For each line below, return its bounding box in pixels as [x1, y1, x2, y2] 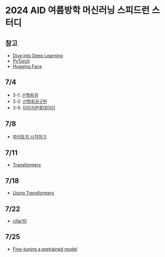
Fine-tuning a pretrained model [12, 246, 78, 252]
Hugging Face [12, 64, 42, 69]
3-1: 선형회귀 [12, 92, 39, 98]
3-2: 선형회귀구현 [12, 98, 47, 104]
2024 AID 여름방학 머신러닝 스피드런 [5, 5, 150, 16]
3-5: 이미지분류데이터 [12, 105, 56, 111]
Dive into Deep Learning [12, 53, 63, 59]
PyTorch [12, 58, 30, 64]
